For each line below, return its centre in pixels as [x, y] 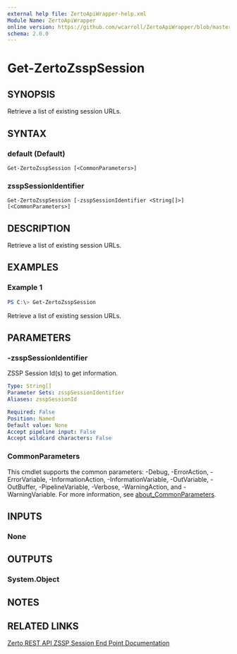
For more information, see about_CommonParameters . [138, 494]
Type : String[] [30, 386]
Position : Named [31, 418]
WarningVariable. [32, 494]
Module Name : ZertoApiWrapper [52, 20]
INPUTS [25, 516]
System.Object [34, 579]
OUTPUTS [30, 559]
